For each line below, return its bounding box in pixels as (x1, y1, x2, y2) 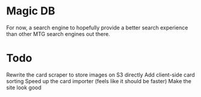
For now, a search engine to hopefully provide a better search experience (6, 24, 188, 31)
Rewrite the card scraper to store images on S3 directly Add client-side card (6, 71, 196, 78)
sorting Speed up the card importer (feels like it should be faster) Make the (6, 77, 191, 84)
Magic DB (6, 4, 55, 18)
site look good (6, 84, 42, 91)
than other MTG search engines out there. (6, 30, 110, 37)
